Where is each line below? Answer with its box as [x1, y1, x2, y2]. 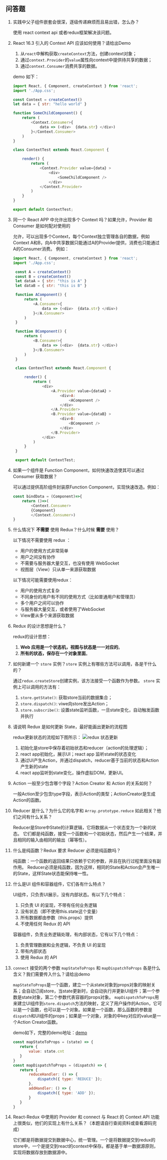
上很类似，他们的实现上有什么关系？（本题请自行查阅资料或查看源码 [12, 1120, 153, 1126]
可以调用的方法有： [21, 684, 61, 690]
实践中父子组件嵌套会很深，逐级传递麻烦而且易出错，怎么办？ [12, 19, 140, 25]
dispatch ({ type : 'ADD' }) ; [37, 1090, 96, 1095]
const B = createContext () [15, 274, 71, 279]
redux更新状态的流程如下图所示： [12, 734, 82, 740]
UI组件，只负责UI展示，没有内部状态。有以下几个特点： [12, 892, 127, 898]
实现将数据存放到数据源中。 [12, 1150, 70, 1156]
